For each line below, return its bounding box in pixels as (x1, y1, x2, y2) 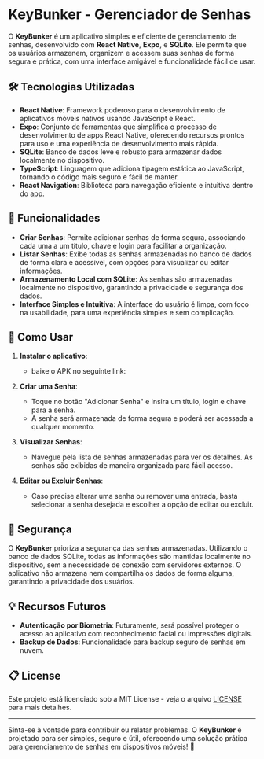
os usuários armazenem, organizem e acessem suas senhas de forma (8, 48, 235, 57)
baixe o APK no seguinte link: (31, 367, 126, 376)
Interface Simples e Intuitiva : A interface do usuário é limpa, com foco (19, 299, 250, 308)
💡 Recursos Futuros (8, 599, 107, 613)
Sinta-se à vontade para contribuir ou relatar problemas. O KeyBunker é (8, 725, 242, 735)
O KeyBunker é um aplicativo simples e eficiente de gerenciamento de (8, 31, 237, 41)
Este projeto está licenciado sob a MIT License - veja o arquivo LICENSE (8, 694, 242, 703)
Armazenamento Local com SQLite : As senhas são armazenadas (19, 274, 233, 284)
